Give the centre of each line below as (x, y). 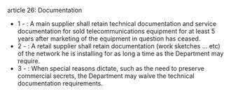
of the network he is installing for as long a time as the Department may (120, 53)
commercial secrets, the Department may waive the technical (106, 76)
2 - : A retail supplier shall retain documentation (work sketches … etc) (119, 46)
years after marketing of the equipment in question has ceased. (109, 39)
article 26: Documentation (45, 10)
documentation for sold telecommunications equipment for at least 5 (116, 31)
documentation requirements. (60, 83)
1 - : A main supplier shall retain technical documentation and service (117, 23)
